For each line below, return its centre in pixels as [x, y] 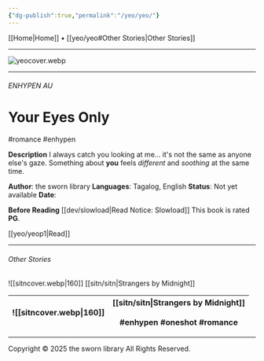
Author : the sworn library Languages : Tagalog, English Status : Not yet [123, 186]
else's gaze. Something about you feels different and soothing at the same [129, 163]
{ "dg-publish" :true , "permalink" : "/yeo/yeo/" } [84, 15]
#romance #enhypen [42, 139]
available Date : [32, 195]
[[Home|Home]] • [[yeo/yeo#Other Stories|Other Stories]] [102, 38]
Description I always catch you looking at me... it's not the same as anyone [130, 155]
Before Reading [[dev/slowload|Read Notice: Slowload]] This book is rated [129, 210]
